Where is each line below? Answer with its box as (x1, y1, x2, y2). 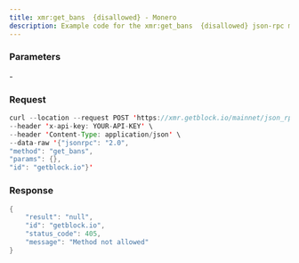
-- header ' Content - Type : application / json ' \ (9, 130, 181, 139)
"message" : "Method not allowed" (25, 238, 149, 247)
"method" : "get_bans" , (9, 146, 93, 156)
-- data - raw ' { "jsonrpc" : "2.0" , (9, 138, 129, 147)
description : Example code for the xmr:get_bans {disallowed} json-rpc (9, 21, 285, 30)
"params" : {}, (9, 155, 62, 164)
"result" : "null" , (25, 213, 93, 222)
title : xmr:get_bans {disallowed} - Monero (9, 12, 177, 22)
